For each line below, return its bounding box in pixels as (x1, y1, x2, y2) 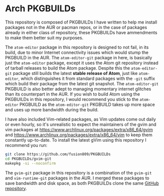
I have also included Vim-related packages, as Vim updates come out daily (5, 116, 156, 122)
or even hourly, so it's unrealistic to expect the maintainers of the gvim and (5, 121, 157, 127)
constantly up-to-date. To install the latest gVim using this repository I (5, 137, 146, 143)
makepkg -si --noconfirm (5, 161, 56, 166)
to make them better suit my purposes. (5, 35, 83, 41)
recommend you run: (5, 142, 48, 148)
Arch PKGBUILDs (5, 3, 76, 14)
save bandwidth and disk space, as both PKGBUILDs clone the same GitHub (5, 180, 159, 186)
